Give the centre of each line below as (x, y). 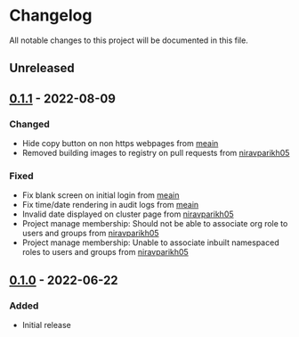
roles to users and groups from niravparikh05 (105, 252)
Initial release (46, 325)
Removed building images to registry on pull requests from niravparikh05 (156, 153)
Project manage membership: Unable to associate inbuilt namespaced (150, 242)
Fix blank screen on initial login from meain (101, 195)
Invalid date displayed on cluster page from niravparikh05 (128, 214)
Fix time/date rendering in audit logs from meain (110, 205)
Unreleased (42, 68)
